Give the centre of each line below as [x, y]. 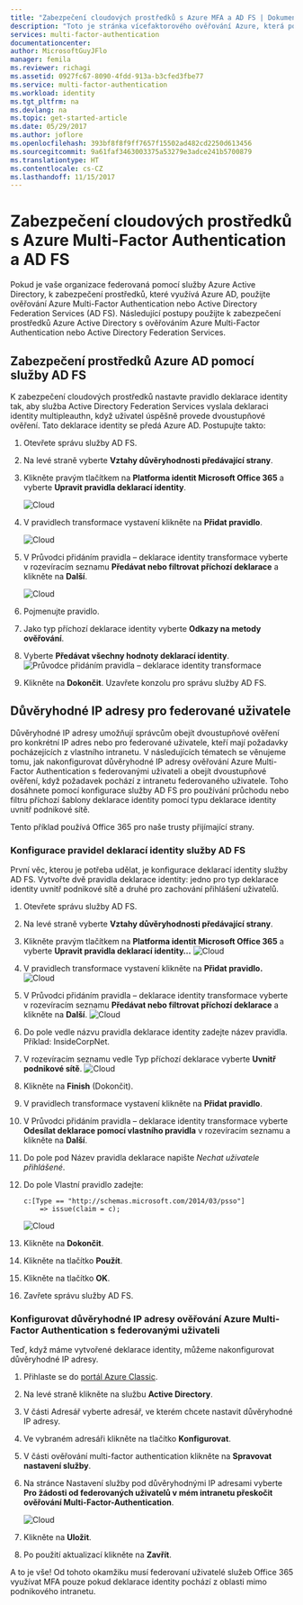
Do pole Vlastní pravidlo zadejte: [83, 1185]
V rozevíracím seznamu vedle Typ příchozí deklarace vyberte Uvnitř [150, 1059]
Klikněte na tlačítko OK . [67, 1278]
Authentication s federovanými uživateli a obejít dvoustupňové [151, 771]
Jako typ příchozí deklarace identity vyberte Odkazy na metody [142, 629]
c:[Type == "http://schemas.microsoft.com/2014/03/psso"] [134, 1201]
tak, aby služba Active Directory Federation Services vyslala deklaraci [139, 406]
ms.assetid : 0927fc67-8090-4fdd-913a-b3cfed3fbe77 [107, 77]
